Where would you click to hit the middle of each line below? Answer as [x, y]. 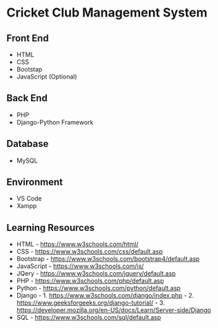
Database [28, 144]
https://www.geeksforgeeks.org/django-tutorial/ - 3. [90, 303]
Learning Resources [50, 228]
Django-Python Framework [55, 122]
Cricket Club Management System [107, 13]
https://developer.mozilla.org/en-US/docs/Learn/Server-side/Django [114, 310]
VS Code [29, 198]
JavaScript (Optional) [47, 76]
